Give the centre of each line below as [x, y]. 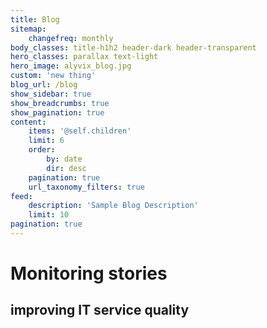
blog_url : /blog [44, 85]
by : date [64, 159]
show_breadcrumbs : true [60, 103]
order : [42, 150]
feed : [21, 196]
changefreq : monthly [71, 38]
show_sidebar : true [51, 94]
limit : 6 [46, 141]
